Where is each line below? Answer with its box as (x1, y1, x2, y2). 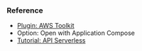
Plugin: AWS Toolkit (16, 22, 75, 30)
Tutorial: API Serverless (16, 36, 86, 45)
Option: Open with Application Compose (16, 29, 136, 37)
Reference (6, 6, 43, 15)
